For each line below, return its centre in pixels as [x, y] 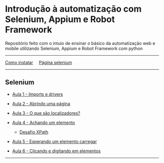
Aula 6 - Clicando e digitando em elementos [56, 151]
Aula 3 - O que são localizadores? [46, 113]
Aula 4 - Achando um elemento [43, 122]
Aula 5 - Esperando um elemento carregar [54, 141]
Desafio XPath [34, 132]
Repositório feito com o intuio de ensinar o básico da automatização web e [80, 43]
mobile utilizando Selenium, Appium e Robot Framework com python [74, 48]
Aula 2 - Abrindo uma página [41, 103]
